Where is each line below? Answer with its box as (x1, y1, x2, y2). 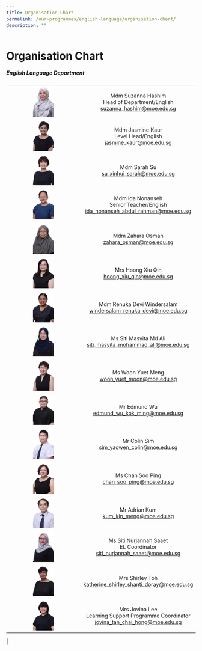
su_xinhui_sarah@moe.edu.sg (101, 170, 176, 177)
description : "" (6, 22, 47, 28)
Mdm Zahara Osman (113, 232, 164, 239)
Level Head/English (114, 132, 162, 139)
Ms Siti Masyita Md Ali (111, 335, 166, 342)
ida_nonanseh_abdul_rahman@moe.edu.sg (85, 207, 192, 215)
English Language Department (6, 69, 85, 76)
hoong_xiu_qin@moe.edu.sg (103, 272, 173, 280)
